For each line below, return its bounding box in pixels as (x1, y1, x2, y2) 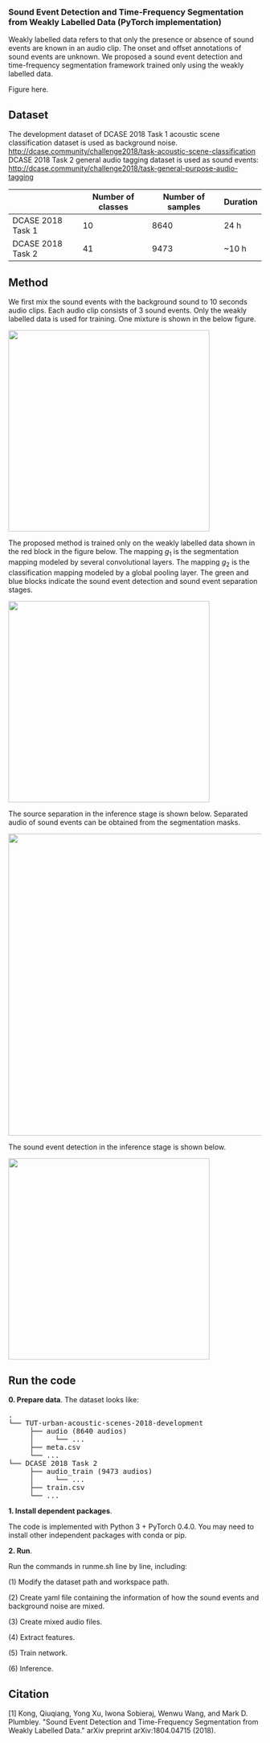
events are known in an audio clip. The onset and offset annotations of (8, 43, 242, 53)
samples (167, 201, 201, 213)
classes (98, 201, 129, 213)
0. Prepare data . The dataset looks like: (8, 1395, 139, 1405)
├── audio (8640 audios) (29, 1426, 128, 1436)
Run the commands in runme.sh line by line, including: (8, 1562, 187, 1571)
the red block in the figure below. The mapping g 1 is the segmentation (8, 546, 239, 558)
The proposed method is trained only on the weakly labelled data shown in (8, 538, 256, 548)
